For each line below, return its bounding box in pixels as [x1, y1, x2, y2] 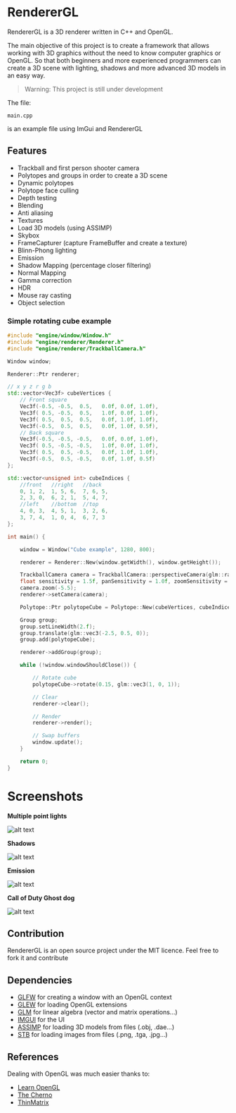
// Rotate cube [32, 675, 77, 682]
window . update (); [32, 739, 83, 746]
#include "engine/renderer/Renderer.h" [7, 338, 124, 345]
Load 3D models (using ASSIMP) [17, 223, 112, 232]
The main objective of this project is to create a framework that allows [7, 41, 209, 49]
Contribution [7, 928, 65, 940]
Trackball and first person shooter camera [17, 164, 140, 172]
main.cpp [7, 112, 33, 119]
